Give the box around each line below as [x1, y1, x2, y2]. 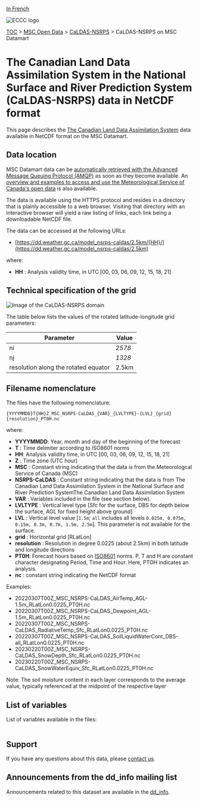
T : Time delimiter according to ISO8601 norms [14, 444, 130, 452]
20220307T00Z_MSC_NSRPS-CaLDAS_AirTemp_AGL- [14, 595, 148, 602]
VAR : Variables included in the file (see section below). [14, 495, 151, 502]
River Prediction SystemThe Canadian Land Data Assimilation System [14, 489, 185, 496]
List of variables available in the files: [6, 716, 97, 723]
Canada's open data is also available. [6, 185, 98, 192]
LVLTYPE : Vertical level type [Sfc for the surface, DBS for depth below [14, 502, 189, 509]
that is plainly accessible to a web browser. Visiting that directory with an [6, 203, 185, 210]
